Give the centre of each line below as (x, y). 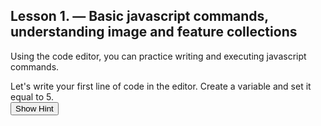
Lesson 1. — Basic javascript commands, (139, 16)
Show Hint (34, 108)
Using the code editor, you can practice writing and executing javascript (158, 56)
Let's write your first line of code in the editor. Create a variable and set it (161, 86)
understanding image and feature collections (154, 32)
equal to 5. (32, 96)
